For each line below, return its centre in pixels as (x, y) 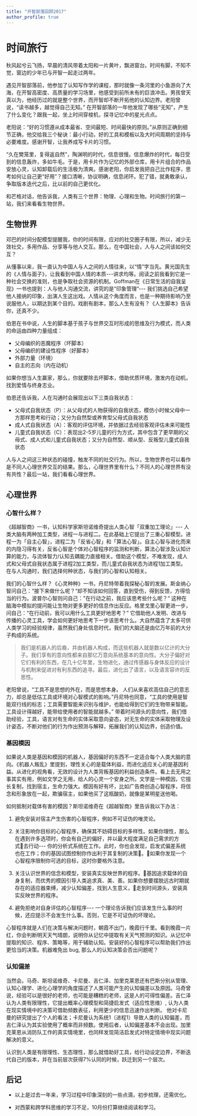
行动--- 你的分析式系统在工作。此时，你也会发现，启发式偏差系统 (107, 846)
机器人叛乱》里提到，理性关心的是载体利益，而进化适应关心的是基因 (101, 764)
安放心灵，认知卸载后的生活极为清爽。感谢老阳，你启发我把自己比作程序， (96, 169)
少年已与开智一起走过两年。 (65, 73)
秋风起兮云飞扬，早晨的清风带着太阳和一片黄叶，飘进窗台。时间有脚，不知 (96, 65)
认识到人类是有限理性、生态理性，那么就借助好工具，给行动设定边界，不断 (96, 1052)
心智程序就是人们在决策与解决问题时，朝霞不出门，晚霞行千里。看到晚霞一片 (98, 928)
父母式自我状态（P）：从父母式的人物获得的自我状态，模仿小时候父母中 (100, 410)
